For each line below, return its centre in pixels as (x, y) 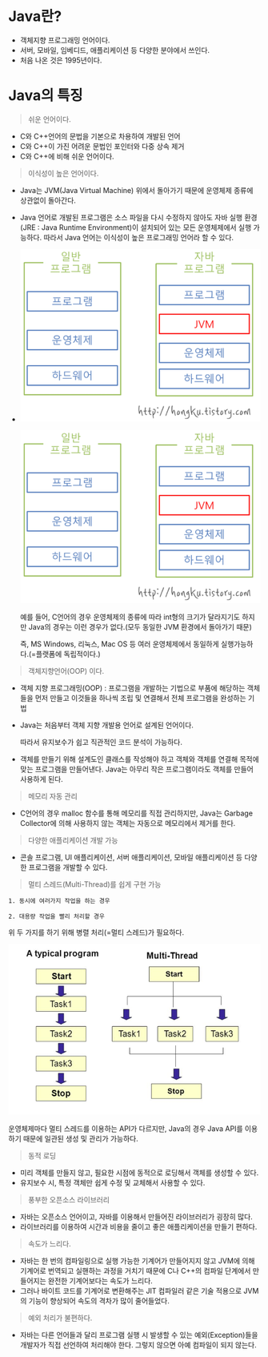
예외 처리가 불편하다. (60, 1318)
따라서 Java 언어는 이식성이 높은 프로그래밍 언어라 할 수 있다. (139, 237)
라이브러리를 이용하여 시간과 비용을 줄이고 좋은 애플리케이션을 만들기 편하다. (138, 1227)
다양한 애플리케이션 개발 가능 (73, 840)
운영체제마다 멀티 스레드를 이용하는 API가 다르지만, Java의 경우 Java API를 (126, 1129)
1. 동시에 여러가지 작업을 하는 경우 (59, 901)
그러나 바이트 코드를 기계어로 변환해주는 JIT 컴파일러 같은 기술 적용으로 (131, 1291)
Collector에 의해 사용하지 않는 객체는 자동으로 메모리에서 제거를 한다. (128, 823)
